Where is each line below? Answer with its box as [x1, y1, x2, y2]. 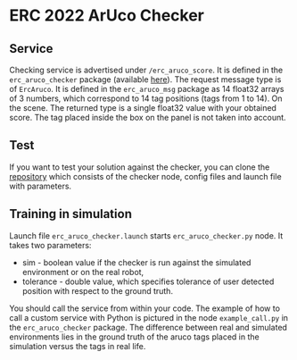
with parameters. [9, 180, 72, 191]
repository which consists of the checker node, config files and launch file [9, 171, 283, 181]
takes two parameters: [9, 239, 92, 250]
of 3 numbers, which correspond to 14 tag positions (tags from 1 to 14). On [9, 93, 283, 104]
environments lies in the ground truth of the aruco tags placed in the [9, 331, 260, 342]
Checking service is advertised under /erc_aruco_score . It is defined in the [9, 64, 284, 75]
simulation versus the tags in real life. [9, 340, 146, 351]
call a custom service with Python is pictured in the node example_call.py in [9, 312, 288, 322]
